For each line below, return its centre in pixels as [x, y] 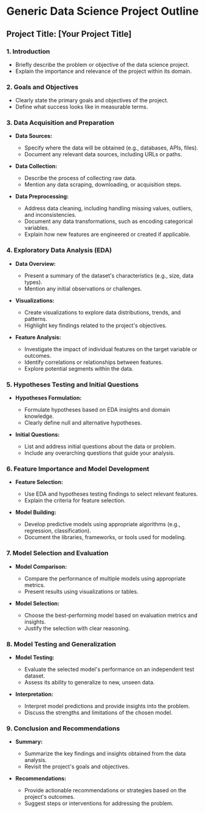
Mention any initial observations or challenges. [83, 289]
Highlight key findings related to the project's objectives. [95, 325]
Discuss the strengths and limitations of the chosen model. [98, 713]
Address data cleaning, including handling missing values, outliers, [108, 208]
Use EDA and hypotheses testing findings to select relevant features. [111, 494]
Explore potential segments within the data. [79, 368]
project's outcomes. [50, 797]
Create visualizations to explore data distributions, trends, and [102, 312]
